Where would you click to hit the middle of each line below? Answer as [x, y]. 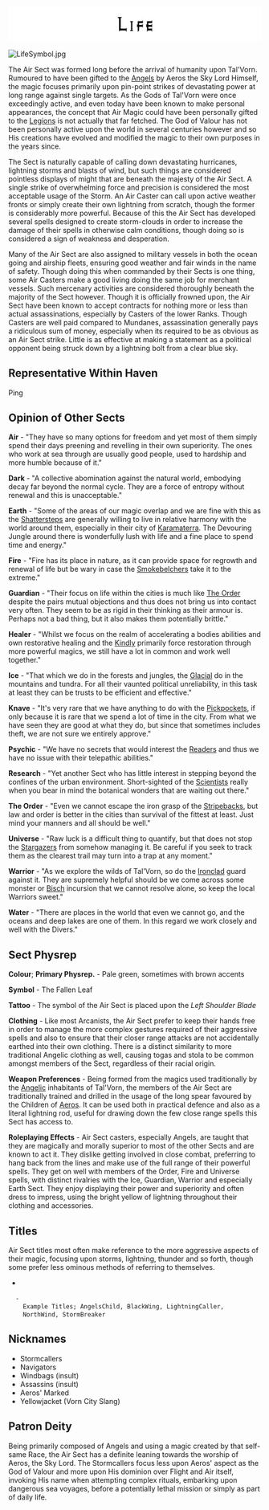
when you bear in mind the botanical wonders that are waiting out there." [129, 790]
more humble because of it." [55, 463]
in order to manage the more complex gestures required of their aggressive [133, 1030]
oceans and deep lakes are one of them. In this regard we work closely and [132, 921]
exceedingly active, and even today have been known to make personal [126, 104]
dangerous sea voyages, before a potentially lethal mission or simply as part [134, 1488]
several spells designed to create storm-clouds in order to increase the [126, 221]
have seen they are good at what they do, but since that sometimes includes [134, 725]
